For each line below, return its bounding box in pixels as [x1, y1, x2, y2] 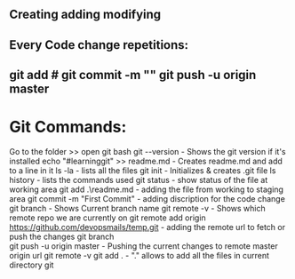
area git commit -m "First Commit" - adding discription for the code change [9, 194, 286, 204]
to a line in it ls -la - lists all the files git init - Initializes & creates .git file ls [9, 165, 276, 176]
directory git [9, 259, 54, 270]
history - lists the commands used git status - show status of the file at [9, 175, 268, 186]
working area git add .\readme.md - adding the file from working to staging [9, 184, 284, 195]
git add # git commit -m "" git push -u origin [9, 68, 257, 83]
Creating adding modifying [9, 7, 162, 22]
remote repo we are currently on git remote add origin [9, 212, 206, 223]
